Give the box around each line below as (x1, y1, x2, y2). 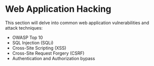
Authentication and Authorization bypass (12, 55, 95, 61)
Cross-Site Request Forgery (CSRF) (12, 50, 85, 56)
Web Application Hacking (5, 3, 112, 15)
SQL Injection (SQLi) (12, 39, 54, 45)
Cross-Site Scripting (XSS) (12, 45, 66, 51)
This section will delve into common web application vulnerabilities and (5, 20, 149, 26)
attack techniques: (5, 25, 43, 31)
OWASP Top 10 (12, 34, 43, 40)
